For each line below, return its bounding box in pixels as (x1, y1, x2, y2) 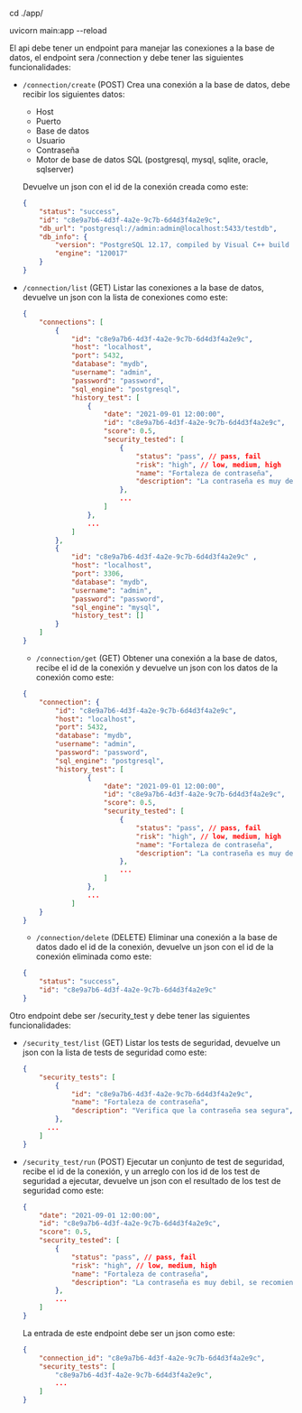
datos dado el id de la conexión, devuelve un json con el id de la (35, 942, 274, 953)
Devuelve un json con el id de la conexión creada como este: (22, 181, 249, 192)
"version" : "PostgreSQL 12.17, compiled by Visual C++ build (55, 241, 290, 250)
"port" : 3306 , (70, 569, 124, 578)
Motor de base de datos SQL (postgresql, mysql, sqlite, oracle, (35, 154, 269, 165)
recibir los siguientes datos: (22, 89, 125, 99)
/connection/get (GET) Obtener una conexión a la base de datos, (35, 652, 278, 663)
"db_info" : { (39, 232, 88, 242)
